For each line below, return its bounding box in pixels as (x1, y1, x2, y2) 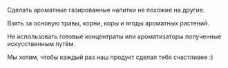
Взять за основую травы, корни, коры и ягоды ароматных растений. (7, 19, 209, 27)
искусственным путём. (7, 40, 76, 47)
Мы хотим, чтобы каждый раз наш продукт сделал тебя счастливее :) (7, 53, 213, 61)
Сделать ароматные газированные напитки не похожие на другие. (7, 6, 205, 14)
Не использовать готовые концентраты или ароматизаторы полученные (7, 32, 222, 41)
